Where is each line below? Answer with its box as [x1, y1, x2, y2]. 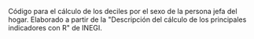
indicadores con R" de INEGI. [8, 23, 102, 32]
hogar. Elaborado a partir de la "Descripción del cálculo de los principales [8, 15, 247, 24]
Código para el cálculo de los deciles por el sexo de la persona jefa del [8, 7, 237, 16]
